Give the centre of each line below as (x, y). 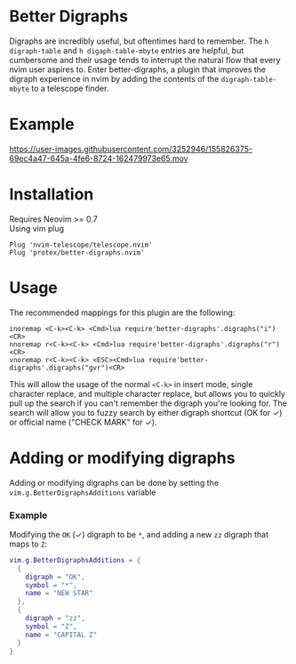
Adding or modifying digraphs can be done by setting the (114, 482)
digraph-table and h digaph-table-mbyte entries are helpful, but (127, 50)
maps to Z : (28, 544)
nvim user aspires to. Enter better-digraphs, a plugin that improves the (138, 69)
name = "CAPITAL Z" (61, 635)
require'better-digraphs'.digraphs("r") (204, 344)
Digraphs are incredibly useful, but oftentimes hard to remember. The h (139, 41)
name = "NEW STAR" (59, 594)
